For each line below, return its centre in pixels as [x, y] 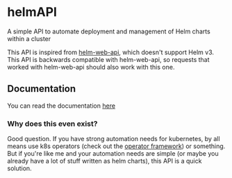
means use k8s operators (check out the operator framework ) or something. [116, 146]
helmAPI [32, 12]
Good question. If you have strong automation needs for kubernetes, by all [114, 139]
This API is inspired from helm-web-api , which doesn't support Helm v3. [110, 52]
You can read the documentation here [61, 106]
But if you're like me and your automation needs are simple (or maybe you [113, 154]
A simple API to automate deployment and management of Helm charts [109, 31]
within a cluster [29, 38]
